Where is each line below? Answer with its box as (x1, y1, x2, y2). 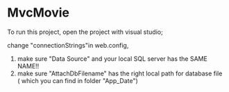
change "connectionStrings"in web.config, (7, 41, 129, 49)
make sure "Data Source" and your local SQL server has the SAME (17, 54, 208, 63)
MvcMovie (7, 5, 69, 21)
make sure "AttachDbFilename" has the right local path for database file (17, 69, 223, 77)
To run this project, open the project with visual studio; (7, 28, 163, 36)
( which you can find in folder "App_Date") (17, 76, 139, 84)
